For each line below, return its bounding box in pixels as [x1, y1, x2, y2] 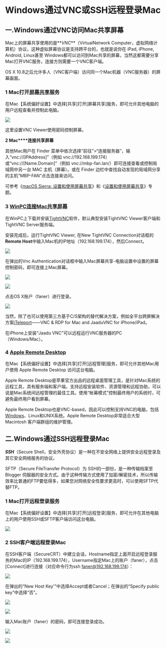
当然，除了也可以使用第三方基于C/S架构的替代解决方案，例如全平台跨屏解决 [5, 313, 160, 319]
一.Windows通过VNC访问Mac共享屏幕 [5, 26, 124, 34]
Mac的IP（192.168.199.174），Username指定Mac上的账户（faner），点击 [13, 557, 158, 563]
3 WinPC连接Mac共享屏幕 [5, 203, 68, 210]
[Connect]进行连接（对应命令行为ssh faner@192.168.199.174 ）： [5, 563, 133, 570]
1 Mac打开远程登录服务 [5, 497, 60, 504]
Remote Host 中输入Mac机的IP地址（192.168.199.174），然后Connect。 [5, 238, 147, 244]
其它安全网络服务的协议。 [5, 455, 57, 461]
